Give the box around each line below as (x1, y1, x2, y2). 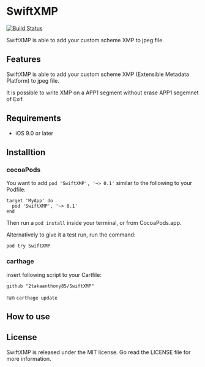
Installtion (6, 147, 46, 157)
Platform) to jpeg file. (6, 77, 59, 84)
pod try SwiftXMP (6, 243, 51, 249)
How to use (6, 311, 50, 322)
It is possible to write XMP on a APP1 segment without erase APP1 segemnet (6, 89, 199, 96)
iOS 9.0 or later (15, 129, 54, 137)
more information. (6, 355, 51, 362)
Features (6, 54, 41, 65)
